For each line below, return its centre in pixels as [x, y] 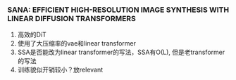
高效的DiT [32, 35]
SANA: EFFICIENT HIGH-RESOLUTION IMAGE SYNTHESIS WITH [118, 10]
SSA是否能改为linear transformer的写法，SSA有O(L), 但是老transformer [121, 52]
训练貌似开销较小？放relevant [60, 70]
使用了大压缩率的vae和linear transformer [76, 44]
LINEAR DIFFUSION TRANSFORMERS [72, 18]
